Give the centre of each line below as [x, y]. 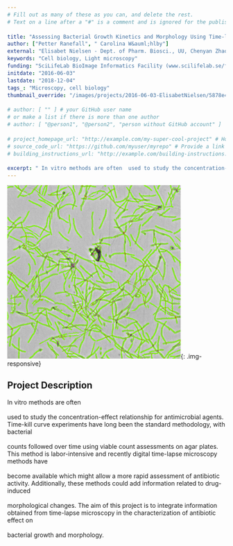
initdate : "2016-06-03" [42, 73]
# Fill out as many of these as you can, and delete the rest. [101, 15]
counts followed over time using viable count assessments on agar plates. [113, 446]
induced [19, 490]
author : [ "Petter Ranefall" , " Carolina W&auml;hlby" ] [88, 44]
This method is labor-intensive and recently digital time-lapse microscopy [112, 454]
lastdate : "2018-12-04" [42, 80]
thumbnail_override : [37, 95]
